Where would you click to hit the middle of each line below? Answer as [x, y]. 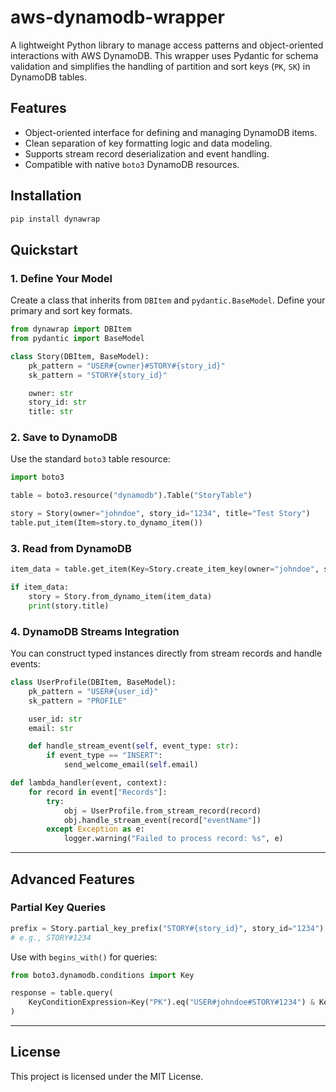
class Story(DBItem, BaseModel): [80, 356]
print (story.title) [69, 606]
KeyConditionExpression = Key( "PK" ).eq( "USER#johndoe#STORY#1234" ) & [171, 1002]
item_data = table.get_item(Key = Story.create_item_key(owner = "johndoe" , [165, 569]
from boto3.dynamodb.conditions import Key [102, 975]
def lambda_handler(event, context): [89, 783]
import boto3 [37, 477]
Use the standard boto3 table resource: [90, 459]
